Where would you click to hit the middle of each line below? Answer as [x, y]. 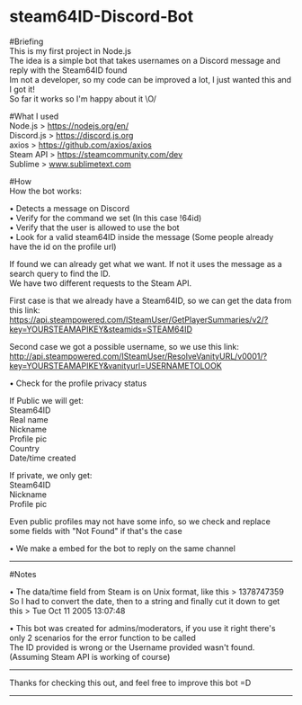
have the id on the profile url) [63, 246]
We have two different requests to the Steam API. [100, 283]
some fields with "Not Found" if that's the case [96, 531]
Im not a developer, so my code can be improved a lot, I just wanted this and [151, 79]
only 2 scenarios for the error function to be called [102, 638]
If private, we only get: [51, 475]
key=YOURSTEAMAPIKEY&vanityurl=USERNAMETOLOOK [115, 365]
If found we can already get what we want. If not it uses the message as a [146, 263]
